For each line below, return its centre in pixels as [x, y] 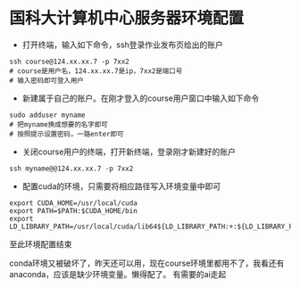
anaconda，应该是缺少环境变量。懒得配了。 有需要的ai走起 [118, 274]
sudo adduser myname [48, 115]
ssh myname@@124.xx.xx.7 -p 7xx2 [71, 169]
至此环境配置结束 [41, 244]
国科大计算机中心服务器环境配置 [127, 18]
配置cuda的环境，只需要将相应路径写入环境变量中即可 [121, 186]
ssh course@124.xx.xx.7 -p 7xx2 [69, 62]
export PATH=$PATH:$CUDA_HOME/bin [74, 210]
